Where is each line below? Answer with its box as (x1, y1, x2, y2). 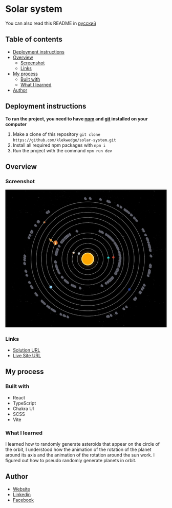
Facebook (12, 497, 34, 503)
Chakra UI (12, 405, 34, 412)
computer (5, 121, 27, 127)
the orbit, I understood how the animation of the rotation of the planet (5, 446, 152, 452)
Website (12, 486, 31, 492)
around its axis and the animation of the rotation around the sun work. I (5, 451, 155, 458)
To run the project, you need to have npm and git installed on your (5, 115, 148, 121)
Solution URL (12, 347, 40, 353)
